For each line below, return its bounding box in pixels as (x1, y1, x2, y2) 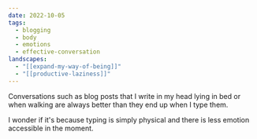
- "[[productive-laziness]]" (15, 70, 111, 78)
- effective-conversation (15, 48, 101, 56)
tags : (8, 19, 26, 27)
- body (15, 33, 37, 42)
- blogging (15, 26, 51, 34)
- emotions (15, 41, 51, 49)
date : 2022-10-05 (8, 11, 65, 20)
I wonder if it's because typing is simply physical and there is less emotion (8, 115, 250, 124)
